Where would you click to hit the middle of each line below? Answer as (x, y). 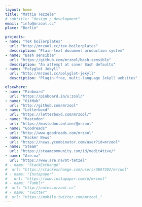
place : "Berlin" (22, 28)
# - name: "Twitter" (26, 193)
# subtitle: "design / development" (43, 19)
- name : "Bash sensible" (31, 55)
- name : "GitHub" (23, 101)
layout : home (18, 10)
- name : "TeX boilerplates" (34, 42)
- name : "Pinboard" (25, 92)
